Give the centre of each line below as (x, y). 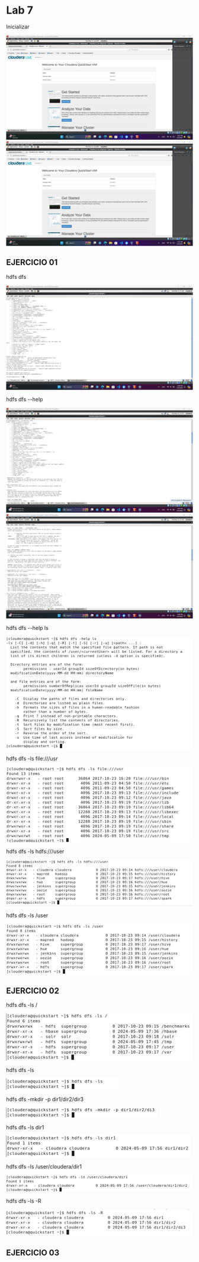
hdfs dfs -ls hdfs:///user (35, 851)
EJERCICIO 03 (33, 1253)
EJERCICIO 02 (33, 991)
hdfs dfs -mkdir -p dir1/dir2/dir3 (45, 1099)
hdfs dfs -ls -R (24, 1201)
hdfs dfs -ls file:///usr (32, 759)
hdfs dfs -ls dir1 (25, 1127)
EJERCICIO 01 (32, 263)
